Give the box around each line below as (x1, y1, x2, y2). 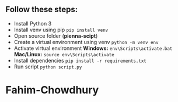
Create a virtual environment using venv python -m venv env (13, 38, 159, 45)
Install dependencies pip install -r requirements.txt (13, 57, 146, 64)
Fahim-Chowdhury (5, 83, 99, 96)
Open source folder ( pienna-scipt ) (13, 32, 98, 39)
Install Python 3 (13, 20, 52, 27)
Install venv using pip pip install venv (13, 26, 109, 33)
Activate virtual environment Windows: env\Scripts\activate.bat (13, 45, 173, 52)
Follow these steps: (5, 5, 78, 14)
